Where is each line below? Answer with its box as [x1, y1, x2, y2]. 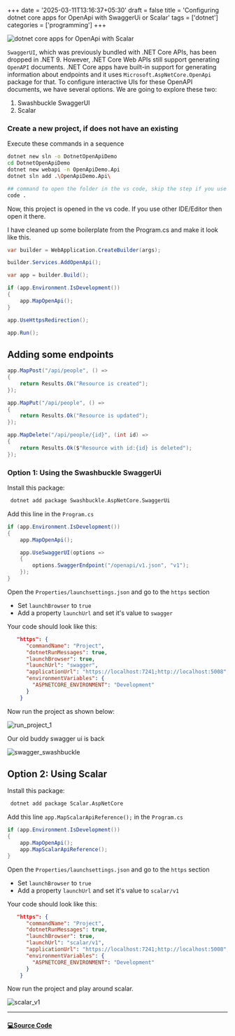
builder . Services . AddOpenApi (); [7, 259, 101, 266]
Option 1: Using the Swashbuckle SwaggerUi [7, 467, 162, 477]
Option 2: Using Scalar [7, 768, 108, 780]
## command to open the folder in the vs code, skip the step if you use [7, 185, 227, 192]
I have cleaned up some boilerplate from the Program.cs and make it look [7, 226, 219, 234]
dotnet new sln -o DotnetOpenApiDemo [7, 153, 117, 160]
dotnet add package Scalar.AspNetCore [10, 800, 124, 808]
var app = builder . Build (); [7, 272, 90, 279]
